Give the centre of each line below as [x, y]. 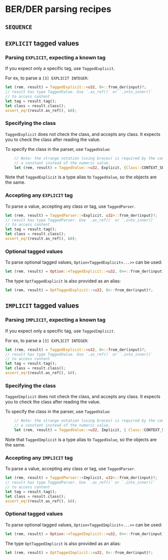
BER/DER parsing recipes [58, 9]
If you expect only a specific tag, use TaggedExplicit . [60, 68]
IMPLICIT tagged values [42, 306]
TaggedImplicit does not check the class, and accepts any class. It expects [83, 397]
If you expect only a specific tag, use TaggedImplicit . [60, 331]
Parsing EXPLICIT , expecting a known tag [55, 57]
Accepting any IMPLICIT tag [39, 458]
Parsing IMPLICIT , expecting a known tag [55, 320]
